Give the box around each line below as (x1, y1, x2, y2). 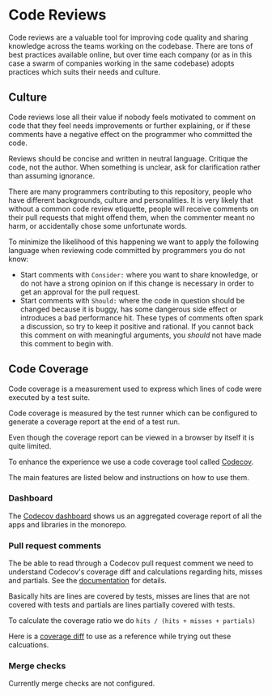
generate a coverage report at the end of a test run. (8, 416, 181, 427)
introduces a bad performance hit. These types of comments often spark (19, 312, 264, 322)
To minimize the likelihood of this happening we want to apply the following (8, 237, 259, 247)
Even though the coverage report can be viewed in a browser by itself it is (8, 432, 255, 442)
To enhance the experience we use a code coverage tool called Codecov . (8, 457, 254, 466)
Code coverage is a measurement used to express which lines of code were (8, 384, 262, 393)
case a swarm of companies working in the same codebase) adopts (8, 58, 235, 68)
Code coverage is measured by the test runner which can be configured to (8, 408, 257, 418)
